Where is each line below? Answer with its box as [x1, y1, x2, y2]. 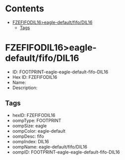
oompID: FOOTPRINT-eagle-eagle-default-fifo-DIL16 [12, 149, 120, 155]
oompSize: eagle [12, 122, 47, 129]
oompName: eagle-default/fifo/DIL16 [12, 144, 88, 150]
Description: [12, 85, 38, 91]
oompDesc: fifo [12, 133, 44, 139]
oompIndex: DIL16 [12, 138, 50, 144]
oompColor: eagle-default [12, 128, 65, 134]
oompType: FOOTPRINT [12, 117, 62, 123]
